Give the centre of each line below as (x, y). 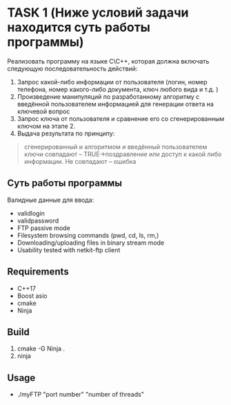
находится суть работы (79, 27)
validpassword (38, 220)
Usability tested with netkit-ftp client (69, 249)
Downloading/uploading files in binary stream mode (91, 243)
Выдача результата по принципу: (66, 133)
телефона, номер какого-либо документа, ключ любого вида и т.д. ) (118, 89)
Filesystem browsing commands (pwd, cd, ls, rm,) (88, 235)
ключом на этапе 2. (46, 126)
